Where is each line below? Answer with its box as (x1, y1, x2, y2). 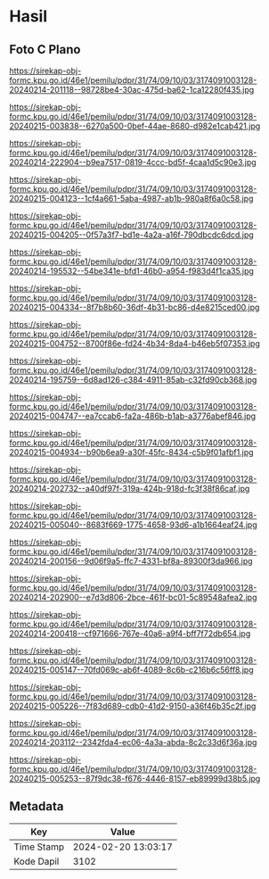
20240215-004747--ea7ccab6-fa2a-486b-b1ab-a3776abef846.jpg (9, 410, 257, 421)
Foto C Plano (9, 42, 81, 57)
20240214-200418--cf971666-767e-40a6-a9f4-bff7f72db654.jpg (9, 628, 251, 639)
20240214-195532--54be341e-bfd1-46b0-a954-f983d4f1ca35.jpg (9, 266, 254, 276)
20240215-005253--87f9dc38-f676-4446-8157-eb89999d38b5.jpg (9, 774, 261, 784)
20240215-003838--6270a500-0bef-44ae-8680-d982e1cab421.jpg (9, 120, 261, 131)
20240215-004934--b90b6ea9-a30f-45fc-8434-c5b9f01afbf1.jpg (9, 447, 254, 457)
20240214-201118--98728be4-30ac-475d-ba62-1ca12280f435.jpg (9, 85, 255, 95)
